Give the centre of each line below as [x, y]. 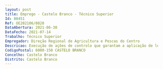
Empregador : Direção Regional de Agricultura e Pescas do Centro [72, 41]
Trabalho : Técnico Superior [33, 37]
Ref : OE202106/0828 [25, 23]
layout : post [18, 9]
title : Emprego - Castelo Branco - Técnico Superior [59, 14]
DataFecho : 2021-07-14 [28, 32]
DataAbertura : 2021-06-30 [31, 28]
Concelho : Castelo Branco [31, 55]
